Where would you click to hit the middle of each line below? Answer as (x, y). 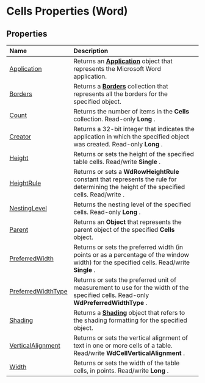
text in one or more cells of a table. (123, 345)
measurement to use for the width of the (131, 288)
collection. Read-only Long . (114, 119)
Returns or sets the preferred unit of (125, 280)
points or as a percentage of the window (131, 255)
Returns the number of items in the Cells (131, 111)
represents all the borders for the (120, 94)
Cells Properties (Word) (67, 11)
